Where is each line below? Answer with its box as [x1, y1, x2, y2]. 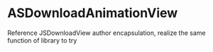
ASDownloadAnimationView [7, 5, 178, 21]
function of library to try [7, 36, 77, 44]
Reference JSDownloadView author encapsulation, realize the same [7, 28, 206, 37]
